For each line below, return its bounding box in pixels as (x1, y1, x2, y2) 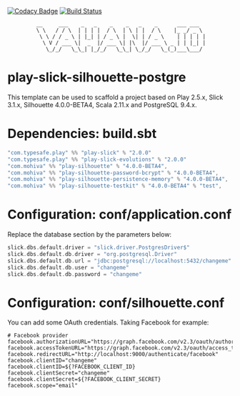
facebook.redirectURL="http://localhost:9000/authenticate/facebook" (7, 351, 219, 358)
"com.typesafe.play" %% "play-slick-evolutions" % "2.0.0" (7, 156, 187, 163)
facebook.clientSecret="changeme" (7, 370, 111, 377)
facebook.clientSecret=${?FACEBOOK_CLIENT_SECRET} (7, 376, 161, 383)
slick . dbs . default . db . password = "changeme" (7, 270, 142, 278)
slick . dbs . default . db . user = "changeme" (7, 264, 130, 271)
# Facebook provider (7, 332, 69, 340)
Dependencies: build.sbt (7, 126, 157, 142)
